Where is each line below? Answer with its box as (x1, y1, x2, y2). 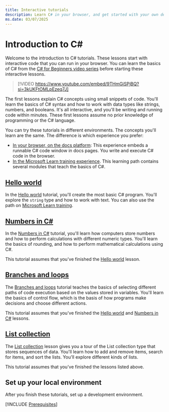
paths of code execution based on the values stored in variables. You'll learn (5, 289, 164, 295)
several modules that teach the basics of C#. (12, 164, 106, 170)
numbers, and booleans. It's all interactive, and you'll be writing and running (5, 107, 162, 113)
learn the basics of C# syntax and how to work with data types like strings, (5, 101, 160, 107)
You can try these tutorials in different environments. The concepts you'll (5, 127, 156, 133)
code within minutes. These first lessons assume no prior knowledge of (5, 112, 153, 118)
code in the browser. (12, 153, 55, 159)
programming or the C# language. (5, 117, 76, 123)
